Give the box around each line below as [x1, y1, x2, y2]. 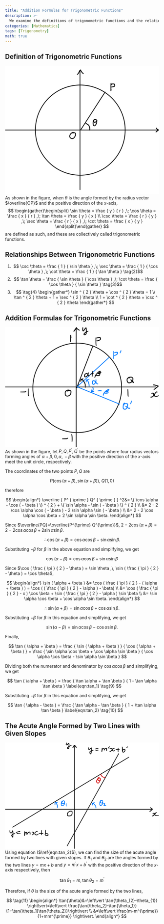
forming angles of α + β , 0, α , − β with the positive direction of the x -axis [5, 454, 151, 460]
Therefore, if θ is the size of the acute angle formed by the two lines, [5, 888, 143, 894]
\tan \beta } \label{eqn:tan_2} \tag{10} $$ [41, 707, 123, 713]
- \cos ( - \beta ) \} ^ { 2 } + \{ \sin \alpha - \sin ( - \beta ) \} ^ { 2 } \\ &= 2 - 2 [5, 502, 159, 508]
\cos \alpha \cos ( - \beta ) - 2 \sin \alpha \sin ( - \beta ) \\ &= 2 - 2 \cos [10, 507, 154, 513]
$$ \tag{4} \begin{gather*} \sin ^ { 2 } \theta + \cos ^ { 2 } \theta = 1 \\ [16, 289, 156, 295]
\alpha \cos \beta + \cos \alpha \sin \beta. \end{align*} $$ [24, 596, 140, 601]
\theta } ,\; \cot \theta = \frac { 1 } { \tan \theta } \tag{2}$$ [28, 269, 143, 274]
